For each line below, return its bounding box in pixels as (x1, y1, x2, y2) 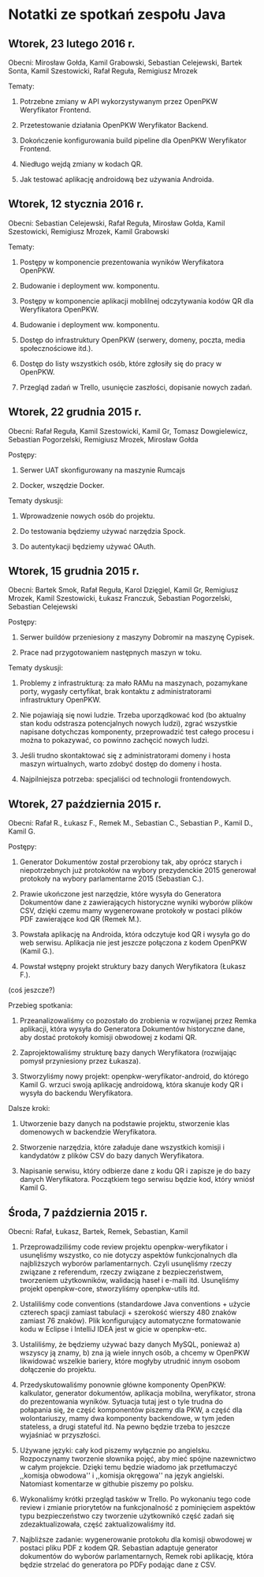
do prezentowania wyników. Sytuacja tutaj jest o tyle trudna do (19, 1397, 223, 1407)
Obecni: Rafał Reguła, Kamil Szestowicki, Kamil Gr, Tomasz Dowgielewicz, (8, 426, 248, 435)
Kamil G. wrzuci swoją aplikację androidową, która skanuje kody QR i (19, 1080, 244, 1090)
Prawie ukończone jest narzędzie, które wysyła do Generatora (19, 889, 222, 899)
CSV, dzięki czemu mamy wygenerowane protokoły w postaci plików (19, 906, 243, 915)
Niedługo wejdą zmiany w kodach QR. (19, 159, 143, 169)
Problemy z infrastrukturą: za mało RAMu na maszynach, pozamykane (19, 678, 248, 688)
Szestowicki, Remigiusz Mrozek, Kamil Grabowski (8, 226, 169, 236)
